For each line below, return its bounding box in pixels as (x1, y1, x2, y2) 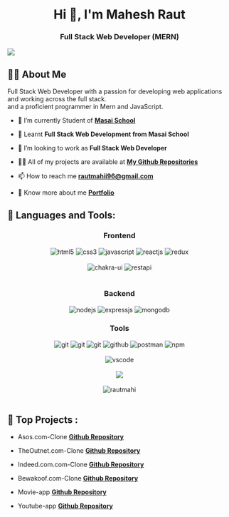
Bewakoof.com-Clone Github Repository (17, 474, 139, 483)
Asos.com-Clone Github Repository (17, 433, 124, 441)
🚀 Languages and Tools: (7, 209, 116, 221)
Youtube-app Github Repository (17, 502, 114, 511)
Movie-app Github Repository (17, 488, 107, 496)
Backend (104, 289, 135, 299)
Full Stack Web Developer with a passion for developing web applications (7, 87, 223, 96)
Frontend (103, 230, 136, 240)
